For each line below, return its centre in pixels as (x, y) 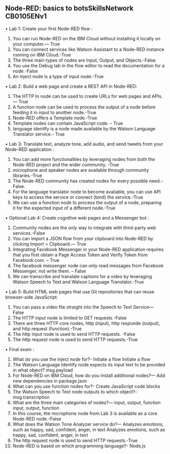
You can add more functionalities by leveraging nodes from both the (84, 159)
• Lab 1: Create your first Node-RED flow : (49, 29)
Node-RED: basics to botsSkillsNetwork (69, 8)
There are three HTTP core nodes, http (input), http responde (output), (86, 323)
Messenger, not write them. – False (49, 271)
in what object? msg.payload (43, 370)
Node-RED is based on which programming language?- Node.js (79, 446)
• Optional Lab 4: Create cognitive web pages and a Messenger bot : (77, 218)
